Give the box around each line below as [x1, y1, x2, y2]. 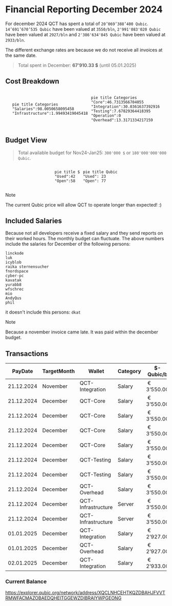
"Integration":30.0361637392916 [91, 104, 160, 109]
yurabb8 [5, 282, 22, 287]
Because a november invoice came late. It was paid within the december [5, 329, 159, 335]
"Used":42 [54, 174, 76, 179]
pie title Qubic [82, 169, 118, 175]
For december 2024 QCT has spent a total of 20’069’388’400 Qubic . [5, 20, 148, 27]
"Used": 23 [82, 174, 106, 179]
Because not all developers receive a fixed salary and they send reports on [5, 230, 163, 236]
